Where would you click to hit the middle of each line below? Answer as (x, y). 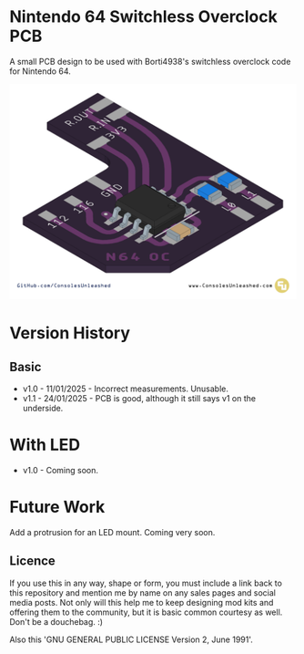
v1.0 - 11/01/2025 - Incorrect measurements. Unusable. (126, 389)
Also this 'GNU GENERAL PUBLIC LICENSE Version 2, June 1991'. (131, 639)
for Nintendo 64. (40, 71)
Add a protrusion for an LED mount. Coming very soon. (112, 532)
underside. (43, 408)
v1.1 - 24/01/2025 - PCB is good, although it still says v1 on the (139, 398)
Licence (33, 561)
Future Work (57, 507)
